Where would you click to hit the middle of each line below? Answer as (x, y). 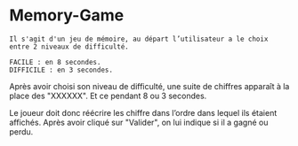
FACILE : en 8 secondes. (55, 62)
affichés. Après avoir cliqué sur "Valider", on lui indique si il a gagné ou (139, 122)
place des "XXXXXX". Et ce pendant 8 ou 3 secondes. (108, 96)
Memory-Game (67, 15)
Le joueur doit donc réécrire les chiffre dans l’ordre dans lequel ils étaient (143, 112)
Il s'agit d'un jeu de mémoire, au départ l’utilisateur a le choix (139, 39)
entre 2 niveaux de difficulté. (69, 46)
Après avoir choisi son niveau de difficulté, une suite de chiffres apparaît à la (149, 86)
